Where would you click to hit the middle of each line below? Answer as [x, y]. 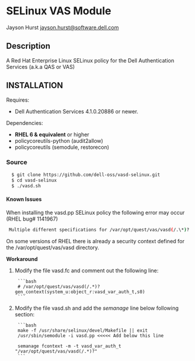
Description [28, 46]
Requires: [18, 100]
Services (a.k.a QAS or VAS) [41, 67]
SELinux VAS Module [59, 11]
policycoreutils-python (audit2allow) [59, 140]
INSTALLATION [35, 85]
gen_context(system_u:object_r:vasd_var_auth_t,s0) [80, 292]
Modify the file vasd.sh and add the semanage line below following [97, 308]
